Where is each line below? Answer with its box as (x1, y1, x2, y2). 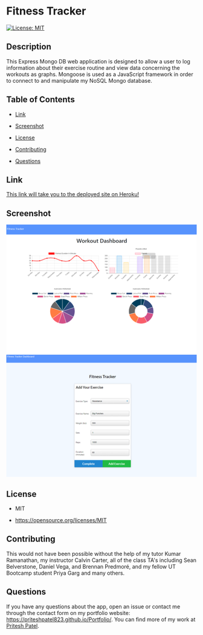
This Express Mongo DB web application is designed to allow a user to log (6, 57, 190, 65)
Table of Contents (6, 95, 76, 105)
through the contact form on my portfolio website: (6, 609, 130, 616)
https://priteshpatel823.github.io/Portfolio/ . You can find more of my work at (6, 616, 196, 623)
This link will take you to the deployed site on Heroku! (6, 191, 140, 198)
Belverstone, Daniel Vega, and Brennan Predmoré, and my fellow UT (6, 563, 176, 570)
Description (6, 42, 51, 52)
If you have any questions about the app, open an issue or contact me (6, 602, 181, 610)
